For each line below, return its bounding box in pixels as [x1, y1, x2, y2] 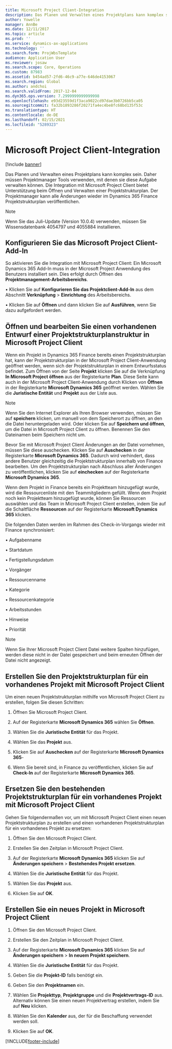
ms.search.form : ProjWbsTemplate [5, 50, 77, 55]
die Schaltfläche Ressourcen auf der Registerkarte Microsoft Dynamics [5, 506, 158, 512]
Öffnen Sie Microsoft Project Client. [12, 709, 88, 715]
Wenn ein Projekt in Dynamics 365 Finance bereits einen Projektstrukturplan [5, 352, 166, 358]
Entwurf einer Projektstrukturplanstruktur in [5, 330, 150, 339]
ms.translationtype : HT [5, 108, 56, 113]
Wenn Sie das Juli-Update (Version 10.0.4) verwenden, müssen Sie [5, 218, 147, 224]
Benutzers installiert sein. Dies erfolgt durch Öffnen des [5, 271, 123, 277]
